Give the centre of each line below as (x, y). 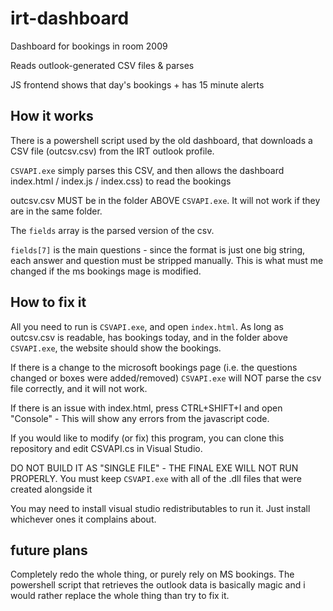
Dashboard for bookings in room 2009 (89, 46)
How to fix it (48, 302)
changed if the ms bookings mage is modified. (106, 271)
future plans (49, 550)
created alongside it (51, 489)
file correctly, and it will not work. (79, 388)
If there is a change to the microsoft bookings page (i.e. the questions (154, 367)
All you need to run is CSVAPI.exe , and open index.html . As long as (147, 326)
